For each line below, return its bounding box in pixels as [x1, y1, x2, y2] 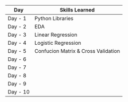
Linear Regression [34, 31, 78, 38]
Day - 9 [8, 80, 27, 87]
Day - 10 [8, 88, 30, 95]
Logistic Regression [34, 40, 82, 46]
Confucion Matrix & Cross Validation [34, 48, 120, 54]
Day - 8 [8, 72, 27, 79]
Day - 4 [8, 40, 27, 46]
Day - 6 [8, 56, 27, 62]
